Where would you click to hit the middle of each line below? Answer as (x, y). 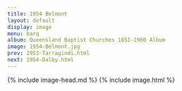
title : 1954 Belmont (38, 14)
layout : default (31, 20)
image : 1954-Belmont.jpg (44, 47)
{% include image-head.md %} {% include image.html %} (91, 80)
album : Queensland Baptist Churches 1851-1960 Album (86, 40)
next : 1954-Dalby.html (41, 60)
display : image (30, 27)
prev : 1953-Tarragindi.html (49, 54)
